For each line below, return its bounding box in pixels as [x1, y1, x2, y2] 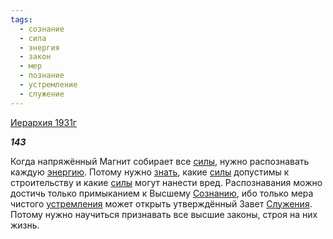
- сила [19, 33, 47, 43]
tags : [10, 14, 33, 25]
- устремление [19, 80, 78, 90]
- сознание [19, 24, 65, 34]
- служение [19, 89, 65, 99]
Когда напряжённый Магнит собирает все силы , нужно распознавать [10, 155, 310, 167]
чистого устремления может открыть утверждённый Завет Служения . [10, 197, 313, 210]
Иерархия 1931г [10, 116, 77, 128]
